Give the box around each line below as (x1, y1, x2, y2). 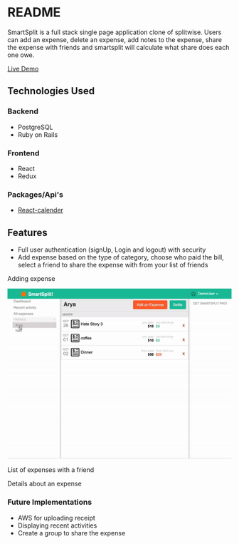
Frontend (7, 148, 40, 158)
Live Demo (7, 64, 39, 73)
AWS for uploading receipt (17, 513, 96, 522)
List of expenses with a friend (7, 466, 95, 474)
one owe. (7, 51, 35, 59)
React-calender (17, 206, 64, 215)
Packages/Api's (7, 190, 64, 200)
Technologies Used (7, 85, 95, 97)
